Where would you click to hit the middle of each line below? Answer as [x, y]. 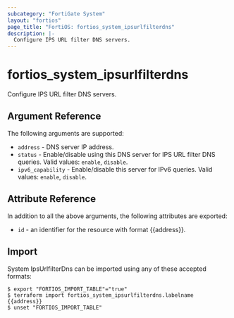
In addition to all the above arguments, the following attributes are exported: [117, 216]
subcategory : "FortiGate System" [56, 14]
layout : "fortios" [34, 20]
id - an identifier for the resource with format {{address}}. [101, 229]
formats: [19, 276]
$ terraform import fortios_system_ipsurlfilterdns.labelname [100, 295]
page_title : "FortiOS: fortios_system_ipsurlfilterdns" [91, 27]
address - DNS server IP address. [66, 147]
